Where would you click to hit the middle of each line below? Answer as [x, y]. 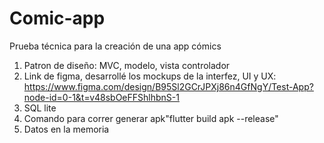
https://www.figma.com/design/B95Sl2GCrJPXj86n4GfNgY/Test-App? [168, 86]
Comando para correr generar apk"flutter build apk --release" [151, 118]
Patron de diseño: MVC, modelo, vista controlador [127, 65]
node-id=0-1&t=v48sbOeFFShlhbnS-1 [101, 97]
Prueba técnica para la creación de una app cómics [115, 46]
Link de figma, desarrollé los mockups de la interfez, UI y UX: [150, 76]
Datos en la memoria [66, 129]
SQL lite [40, 108]
